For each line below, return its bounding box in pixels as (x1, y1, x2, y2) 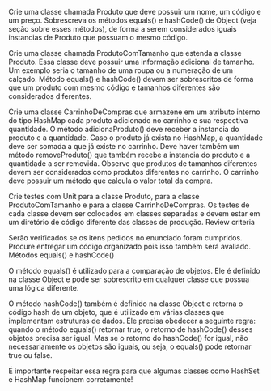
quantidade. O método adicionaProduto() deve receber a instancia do (8, 125, 240, 134)
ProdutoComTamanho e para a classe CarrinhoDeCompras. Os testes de (8, 200, 250, 210)
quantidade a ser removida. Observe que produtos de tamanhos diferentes (8, 159, 257, 168)
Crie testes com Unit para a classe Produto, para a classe (8, 192, 200, 201)
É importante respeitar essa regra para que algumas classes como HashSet (8, 366, 260, 376)
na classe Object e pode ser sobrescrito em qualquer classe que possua (8, 274, 250, 284)
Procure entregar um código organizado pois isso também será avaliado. (8, 242, 251, 251)
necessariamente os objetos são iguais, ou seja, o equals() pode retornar (8, 342, 252, 351)
